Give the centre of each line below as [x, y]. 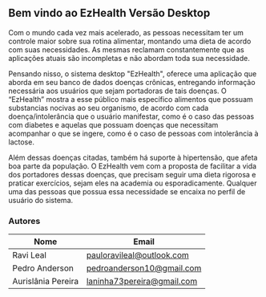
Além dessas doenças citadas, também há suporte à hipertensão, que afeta [133, 157]
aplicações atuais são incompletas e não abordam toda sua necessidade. [129, 58]
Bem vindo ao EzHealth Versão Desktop [109, 13]
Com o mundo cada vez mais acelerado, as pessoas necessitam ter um [126, 32]
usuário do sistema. [41, 200]
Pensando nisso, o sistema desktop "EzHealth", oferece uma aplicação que [133, 73]
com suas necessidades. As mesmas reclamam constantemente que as [126, 49]
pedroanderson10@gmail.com [144, 268]
